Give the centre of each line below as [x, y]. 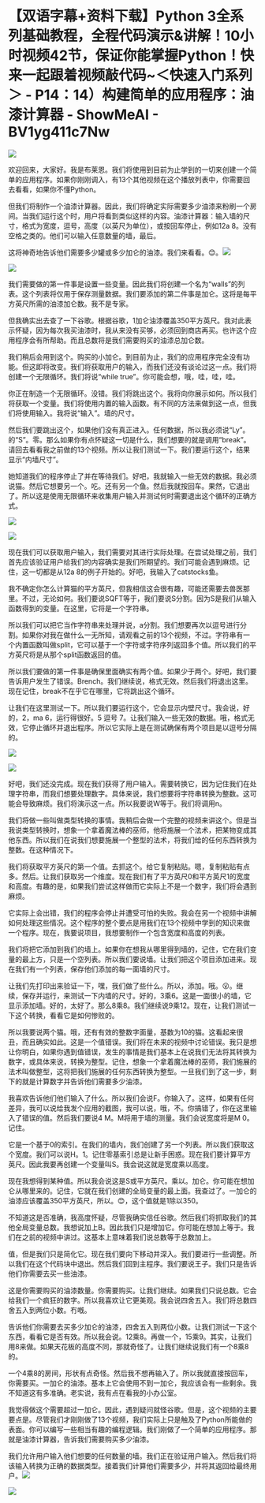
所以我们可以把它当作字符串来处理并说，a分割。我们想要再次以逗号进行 [124, 625]
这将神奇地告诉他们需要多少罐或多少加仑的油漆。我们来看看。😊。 [116, 252]
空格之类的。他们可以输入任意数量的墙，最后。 [84, 235]
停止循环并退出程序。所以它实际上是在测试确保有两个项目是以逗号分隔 [143, 727]
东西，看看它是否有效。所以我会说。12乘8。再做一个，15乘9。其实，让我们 [130, 1337]
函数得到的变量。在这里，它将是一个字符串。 [81, 608]
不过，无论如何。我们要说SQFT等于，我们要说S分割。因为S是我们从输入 [139, 598]
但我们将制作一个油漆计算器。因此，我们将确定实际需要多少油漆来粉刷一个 [129, 206]
